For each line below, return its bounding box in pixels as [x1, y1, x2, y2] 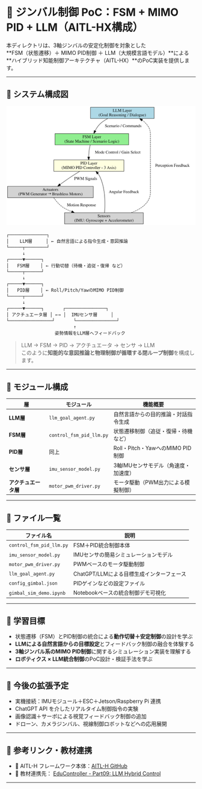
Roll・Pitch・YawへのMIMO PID [113, 444, 192, 452]
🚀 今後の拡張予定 [6, 681, 69, 691]
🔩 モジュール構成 [6, 382, 69, 392]
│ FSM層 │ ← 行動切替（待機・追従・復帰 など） [6, 263, 126, 269]
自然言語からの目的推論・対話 [113, 410, 188, 418]
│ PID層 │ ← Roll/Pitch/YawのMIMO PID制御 [6, 288, 124, 294]
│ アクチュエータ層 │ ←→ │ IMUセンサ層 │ [6, 312, 114, 318]
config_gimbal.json [8, 580, 58, 586]
